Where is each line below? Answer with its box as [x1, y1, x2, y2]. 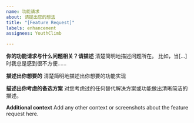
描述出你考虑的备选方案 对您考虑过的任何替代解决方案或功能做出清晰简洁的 [6, 85, 188, 92]
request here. [6, 110, 39, 118]
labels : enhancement [6, 25, 57, 31]
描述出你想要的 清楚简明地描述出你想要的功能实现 [6, 72, 126, 79]
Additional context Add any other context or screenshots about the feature [6, 104, 189, 111]
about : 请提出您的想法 [6, 14, 56, 20]
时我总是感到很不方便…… [6, 60, 67, 67]
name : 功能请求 [6, 8, 40, 15]
